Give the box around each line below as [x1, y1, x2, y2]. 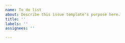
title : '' [5, 16, 26, 21]
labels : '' [5, 21, 28, 26]
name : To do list [5, 7, 42, 12]
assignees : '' [5, 26, 35, 31]
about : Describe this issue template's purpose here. [5, 12, 121, 17]
